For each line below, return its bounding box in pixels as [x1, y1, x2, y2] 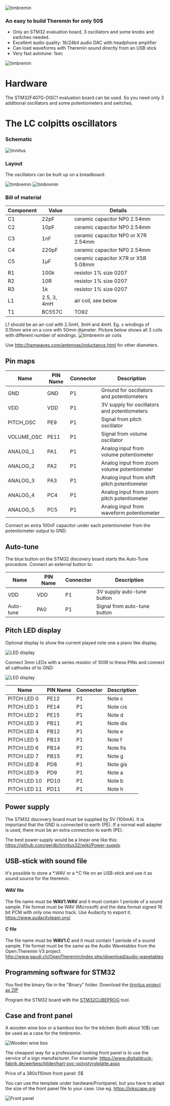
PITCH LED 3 [8, 719, 39, 726]
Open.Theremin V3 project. [5, 948, 62, 954]
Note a [107, 769, 123, 776]
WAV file [5, 887, 24, 893]
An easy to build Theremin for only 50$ [5, 17, 104, 24]
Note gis [107, 761, 127, 768]
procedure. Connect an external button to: [5, 561, 93, 567]
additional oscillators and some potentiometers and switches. [5, 100, 133, 106]
